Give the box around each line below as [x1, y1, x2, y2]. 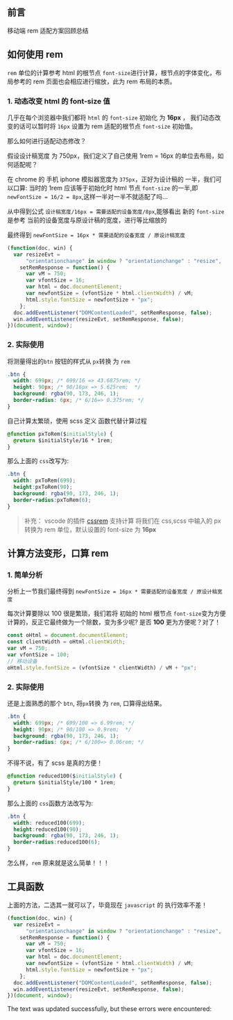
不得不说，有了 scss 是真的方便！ [7, 759, 103, 767]
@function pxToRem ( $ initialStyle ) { [7, 430, 113, 437]
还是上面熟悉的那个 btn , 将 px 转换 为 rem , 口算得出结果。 [7, 699, 166, 707]
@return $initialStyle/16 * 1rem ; [13, 437, 113, 444]
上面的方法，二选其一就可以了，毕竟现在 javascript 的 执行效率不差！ [7, 900, 208, 909]
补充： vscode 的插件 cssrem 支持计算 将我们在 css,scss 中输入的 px [24, 517, 221, 525]
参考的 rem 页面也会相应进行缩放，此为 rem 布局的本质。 [12, 77, 176, 86]
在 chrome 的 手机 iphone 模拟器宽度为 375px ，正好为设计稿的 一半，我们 [7, 175, 216, 183]
